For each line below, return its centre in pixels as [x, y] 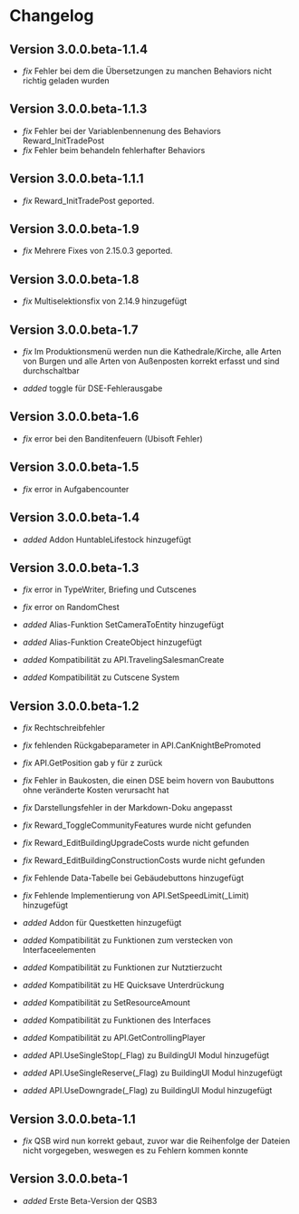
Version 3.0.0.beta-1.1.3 [78, 109]
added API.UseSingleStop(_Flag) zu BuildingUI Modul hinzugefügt [146, 1055]
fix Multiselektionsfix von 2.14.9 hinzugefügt [105, 301]
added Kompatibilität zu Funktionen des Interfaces [116, 1020]
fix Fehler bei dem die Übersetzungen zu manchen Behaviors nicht [147, 71]
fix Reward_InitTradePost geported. [88, 200]
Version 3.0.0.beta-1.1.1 [77, 179]
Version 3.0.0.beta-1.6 [74, 417]
